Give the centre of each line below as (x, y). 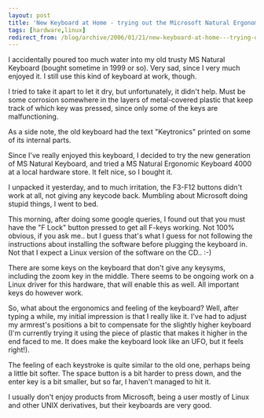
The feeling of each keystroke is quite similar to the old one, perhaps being (129, 365)
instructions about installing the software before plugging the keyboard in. (128, 244)
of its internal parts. (40, 140)
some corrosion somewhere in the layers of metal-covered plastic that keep (131, 100)
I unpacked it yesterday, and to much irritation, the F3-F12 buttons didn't (125, 187)
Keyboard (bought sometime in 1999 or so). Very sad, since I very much (124, 68)
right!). (19, 350)
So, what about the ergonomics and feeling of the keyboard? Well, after (123, 308)
